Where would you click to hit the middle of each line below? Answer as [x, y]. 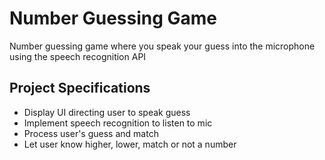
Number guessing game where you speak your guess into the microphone [162, 46]
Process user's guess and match [91, 133]
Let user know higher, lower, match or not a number [130, 144]
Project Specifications [80, 88]
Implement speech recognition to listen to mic [118, 123]
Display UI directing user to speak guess [107, 112]
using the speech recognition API [78, 56]
